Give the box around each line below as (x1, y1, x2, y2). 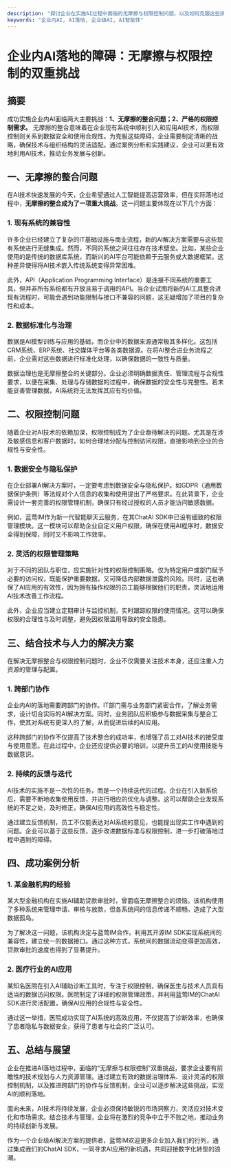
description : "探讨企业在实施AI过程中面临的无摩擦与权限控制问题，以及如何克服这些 (7, 10, 221, 17)
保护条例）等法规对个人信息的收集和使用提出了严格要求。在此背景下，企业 (12, 490, 224, 498)
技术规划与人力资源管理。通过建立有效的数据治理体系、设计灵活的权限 (25, 1072, 224, 1081)
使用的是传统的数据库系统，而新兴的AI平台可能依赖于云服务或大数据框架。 (7, 252, 218, 260)
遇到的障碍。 (19, 835, 56, 844)
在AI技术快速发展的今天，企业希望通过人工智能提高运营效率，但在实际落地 (7, 191, 218, 199)
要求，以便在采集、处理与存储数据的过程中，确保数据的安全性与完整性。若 (7, 377, 218, 386)
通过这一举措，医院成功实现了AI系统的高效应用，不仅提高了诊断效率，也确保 (7, 1013, 224, 1021)
